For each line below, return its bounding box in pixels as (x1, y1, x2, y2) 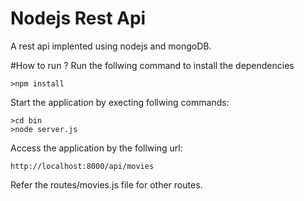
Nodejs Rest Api (10, 7, 147, 30)
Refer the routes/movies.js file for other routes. (10, 178, 203, 191)
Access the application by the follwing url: (10, 142, 183, 154)
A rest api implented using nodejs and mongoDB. (10, 40, 212, 52)
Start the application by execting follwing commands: (10, 96, 230, 108)
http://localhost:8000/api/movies (10, 161, 155, 171)
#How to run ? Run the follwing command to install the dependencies (10, 59, 295, 71)
